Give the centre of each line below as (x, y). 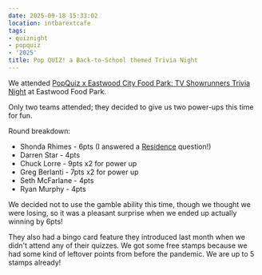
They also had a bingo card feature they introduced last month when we (127, 237)
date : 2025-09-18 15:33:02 (53, 16)
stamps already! (35, 262)
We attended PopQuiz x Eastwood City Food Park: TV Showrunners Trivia (129, 83)
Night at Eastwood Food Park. (57, 91)
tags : (17, 30)
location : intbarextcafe (50, 23)
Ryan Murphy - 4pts (53, 189)
